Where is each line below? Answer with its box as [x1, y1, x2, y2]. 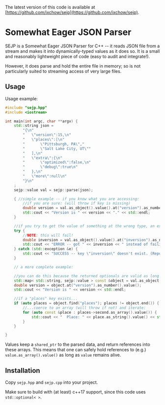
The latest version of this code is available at [5, 4, 95, 10]
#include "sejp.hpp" [5, 105, 48, 110]
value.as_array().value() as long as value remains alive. [5, 352, 121, 358]
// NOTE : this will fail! [23, 233, 74, 238]
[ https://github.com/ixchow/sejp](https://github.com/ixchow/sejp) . [5, 9, 139, 15]
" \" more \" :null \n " [23, 174, 67, 179]
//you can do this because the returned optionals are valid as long [14, 273, 160, 278]
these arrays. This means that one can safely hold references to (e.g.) [5, 347, 146, 353]
